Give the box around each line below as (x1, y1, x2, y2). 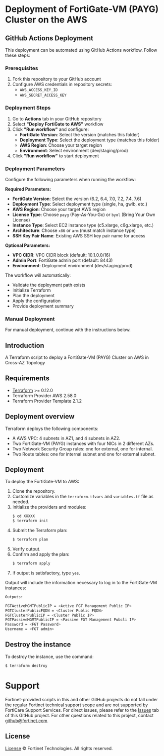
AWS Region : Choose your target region (19, 142, 103, 148)
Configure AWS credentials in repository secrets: (12, 81, 112, 88)
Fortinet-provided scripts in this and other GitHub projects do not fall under (5, 696, 159, 702)
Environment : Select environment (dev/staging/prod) (19, 147, 128, 153)
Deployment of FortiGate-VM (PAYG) (5, 3, 159, 15)
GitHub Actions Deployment (5, 34, 93, 42)
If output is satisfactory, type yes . (12, 570, 80, 576)
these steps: (5, 52, 31, 58)
